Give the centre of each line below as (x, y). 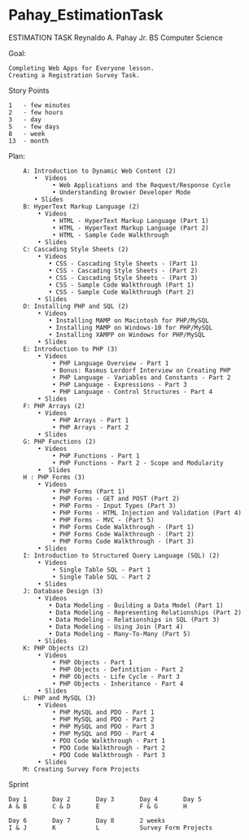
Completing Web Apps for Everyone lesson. (81, 68)
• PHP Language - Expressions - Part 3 (119, 384)
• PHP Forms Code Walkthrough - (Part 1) (123, 527)
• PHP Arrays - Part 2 (90, 427)
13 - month (28, 141)
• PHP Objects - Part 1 (92, 662)
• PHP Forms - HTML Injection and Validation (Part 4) (147, 513)
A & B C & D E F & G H (98, 806)
